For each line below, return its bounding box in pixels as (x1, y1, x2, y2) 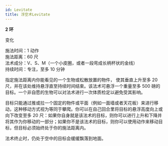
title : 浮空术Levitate (5, 12, 50, 17)
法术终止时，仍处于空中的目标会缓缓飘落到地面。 (5, 135, 106, 141)
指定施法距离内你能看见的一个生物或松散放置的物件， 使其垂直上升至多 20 (5, 77, 158, 83)
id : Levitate (5, 7, 32, 12)
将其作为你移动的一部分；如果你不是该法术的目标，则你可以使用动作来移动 (5, 118, 158, 125)
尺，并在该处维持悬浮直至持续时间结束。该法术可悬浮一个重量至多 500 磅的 (5, 83, 160, 89)
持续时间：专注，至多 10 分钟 (5, 66, 65, 72)
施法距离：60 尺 (5, 53, 38, 60)
